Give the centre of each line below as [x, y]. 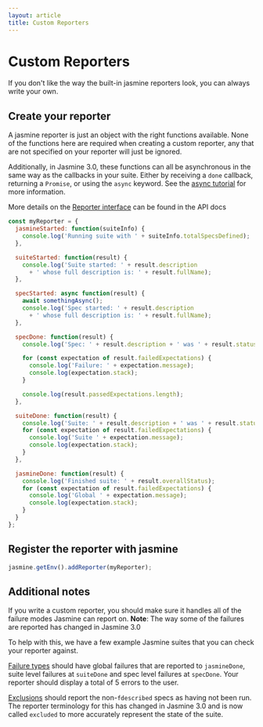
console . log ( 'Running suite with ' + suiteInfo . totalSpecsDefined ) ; [136, 236]
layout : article [34, 15]
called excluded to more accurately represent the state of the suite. [116, 714]
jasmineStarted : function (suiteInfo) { [80, 229]
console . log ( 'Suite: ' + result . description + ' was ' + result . [131, 423]
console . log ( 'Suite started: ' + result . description [110, 265]
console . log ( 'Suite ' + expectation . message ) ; [106, 438]
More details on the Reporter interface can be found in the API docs [117, 207]
